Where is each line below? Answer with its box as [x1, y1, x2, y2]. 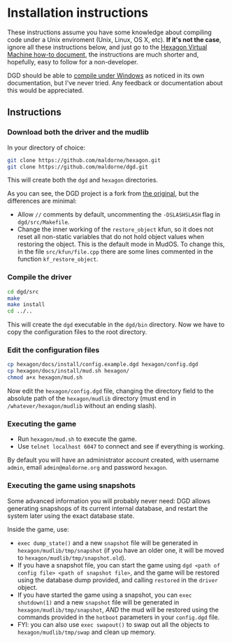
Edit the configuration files [7, 345, 100, 355]
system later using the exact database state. [7, 512, 135, 520]
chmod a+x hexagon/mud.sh [7, 374, 82, 382]
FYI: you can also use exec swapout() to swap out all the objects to [17, 620, 210, 628]
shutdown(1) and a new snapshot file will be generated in [17, 598, 180, 606]
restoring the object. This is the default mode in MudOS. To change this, [17, 240, 225, 249]
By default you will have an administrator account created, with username [7, 456, 219, 464]
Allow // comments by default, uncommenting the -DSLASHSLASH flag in [17, 210, 221, 219]
